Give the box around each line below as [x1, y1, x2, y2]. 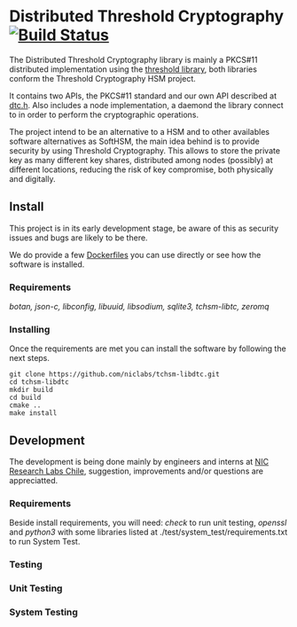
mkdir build [9, 386, 53, 395]
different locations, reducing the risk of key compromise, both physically [9, 164, 274, 175]
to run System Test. [9, 537, 81, 547]
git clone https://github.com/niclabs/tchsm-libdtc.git [9, 370, 220, 379]
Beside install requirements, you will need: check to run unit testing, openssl [9, 517, 287, 529]
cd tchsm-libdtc [9, 378, 69, 387]
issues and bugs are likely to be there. [9, 232, 148, 243]
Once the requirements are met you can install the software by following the [9, 343, 286, 354]
